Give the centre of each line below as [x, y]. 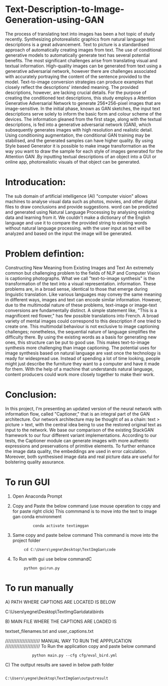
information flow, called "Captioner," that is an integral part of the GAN [77, 414]
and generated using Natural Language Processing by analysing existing [80, 212]
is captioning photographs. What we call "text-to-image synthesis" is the [80, 278]
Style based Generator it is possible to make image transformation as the [80, 146]
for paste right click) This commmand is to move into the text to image [84, 511]
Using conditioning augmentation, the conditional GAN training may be [78, 135]
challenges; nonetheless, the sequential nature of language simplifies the [80, 331]
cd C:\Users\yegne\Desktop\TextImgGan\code [70, 549]
